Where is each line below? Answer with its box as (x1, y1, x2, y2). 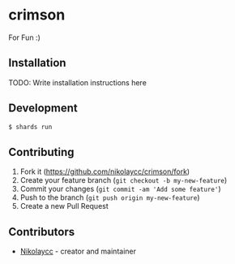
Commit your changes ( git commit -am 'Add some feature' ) (19, 184, 221, 194)
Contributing (8, 145, 75, 159)
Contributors (8, 225, 75, 239)
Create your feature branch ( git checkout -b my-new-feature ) (19, 175, 228, 185)
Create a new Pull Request (19, 201, 109, 211)
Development (8, 102, 79, 115)
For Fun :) (8, 32, 41, 42)
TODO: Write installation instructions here (8, 77, 147, 87)
